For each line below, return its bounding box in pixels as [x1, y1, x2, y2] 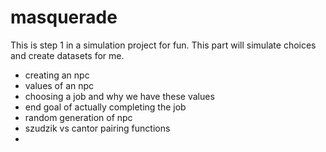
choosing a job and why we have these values [24, 90, 215, 102]
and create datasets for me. [10, 49, 125, 61]
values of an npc [24, 79, 95, 91]
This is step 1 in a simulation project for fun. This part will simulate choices [10, 39, 317, 51]
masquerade [10, 6, 118, 29]
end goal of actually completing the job [24, 101, 187, 113]
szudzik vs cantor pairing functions [24, 122, 171, 134]
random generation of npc [24, 111, 133, 123]
